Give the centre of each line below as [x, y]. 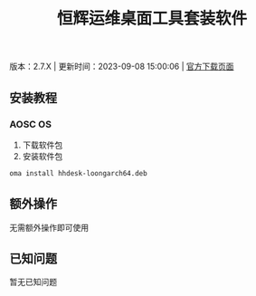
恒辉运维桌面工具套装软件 [152, 19]
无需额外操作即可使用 [49, 227]
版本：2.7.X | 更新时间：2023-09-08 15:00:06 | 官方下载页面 [122, 67]
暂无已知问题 [33, 282]
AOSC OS [31, 124]
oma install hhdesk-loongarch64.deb [78, 173]
